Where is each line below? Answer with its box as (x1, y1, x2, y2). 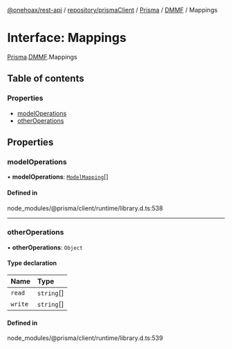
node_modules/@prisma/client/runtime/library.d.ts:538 (7, 203, 164, 212)
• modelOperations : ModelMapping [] (7, 172, 108, 181)
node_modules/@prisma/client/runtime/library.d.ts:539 (7, 334, 164, 342)
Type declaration (7, 259, 57, 268)
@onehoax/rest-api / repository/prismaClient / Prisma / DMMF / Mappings (7, 6, 218, 14)
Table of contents (7, 72, 84, 85)
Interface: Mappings (7, 30, 126, 46)
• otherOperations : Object (7, 243, 83, 251)
